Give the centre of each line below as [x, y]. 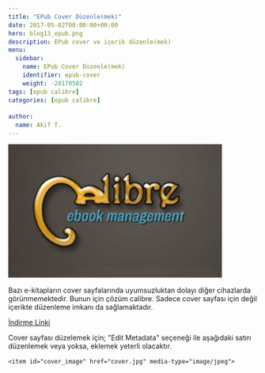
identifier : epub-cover [62, 75]
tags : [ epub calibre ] [44, 92]
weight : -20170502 [53, 83]
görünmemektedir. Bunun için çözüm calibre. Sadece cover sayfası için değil [132, 299]
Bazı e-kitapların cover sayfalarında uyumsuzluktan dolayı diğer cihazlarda [130, 290]
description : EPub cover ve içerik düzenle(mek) [90, 42]
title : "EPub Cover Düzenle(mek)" [65, 17]
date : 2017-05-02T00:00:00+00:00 [63, 25]
